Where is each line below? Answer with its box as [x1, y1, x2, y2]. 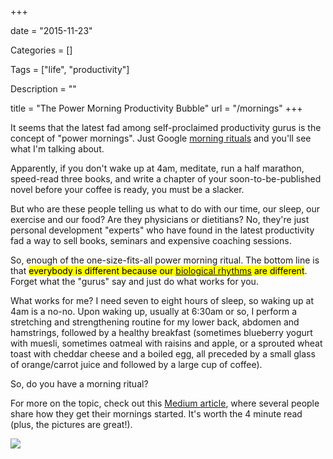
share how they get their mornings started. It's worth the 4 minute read [10, 408, 303, 420]
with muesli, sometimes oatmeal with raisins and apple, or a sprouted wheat [10, 337, 323, 349]
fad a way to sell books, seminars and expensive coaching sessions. [10, 235, 292, 246]
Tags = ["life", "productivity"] [10, 64, 130, 75]
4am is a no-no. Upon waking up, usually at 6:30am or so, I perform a [10, 306, 298, 317]
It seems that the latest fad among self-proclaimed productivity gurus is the [10, 122, 322, 133]
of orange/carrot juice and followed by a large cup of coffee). [10, 359, 263, 370]
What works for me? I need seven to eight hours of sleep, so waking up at [10, 295, 315, 306]
